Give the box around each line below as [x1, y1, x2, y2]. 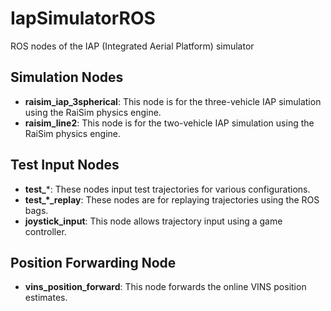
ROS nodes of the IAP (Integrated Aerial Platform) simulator [10, 40, 255, 52]
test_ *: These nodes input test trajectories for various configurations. [24, 183, 311, 195]
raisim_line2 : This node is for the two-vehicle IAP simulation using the [24, 117, 315, 129]
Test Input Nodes [10, 157, 120, 174]
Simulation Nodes [10, 69, 124, 86]
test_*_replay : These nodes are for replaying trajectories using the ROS [24, 193, 320, 206]
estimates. [24, 292, 68, 304]
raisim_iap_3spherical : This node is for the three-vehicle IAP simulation [24, 95, 322, 107]
